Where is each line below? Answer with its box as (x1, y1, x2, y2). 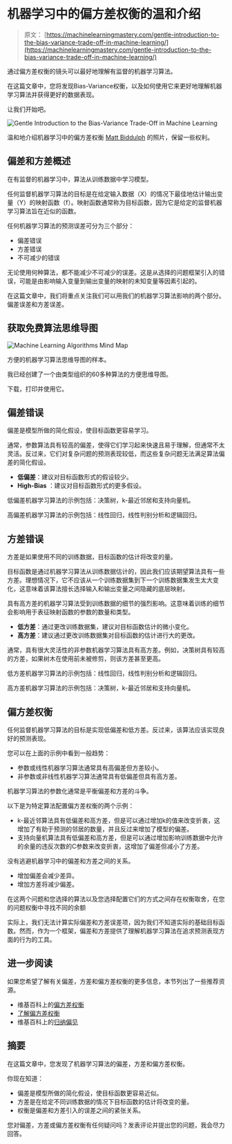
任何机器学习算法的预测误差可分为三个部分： (7, 222, 135, 230)
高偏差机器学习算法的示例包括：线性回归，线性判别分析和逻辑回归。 (7, 511, 201, 519)
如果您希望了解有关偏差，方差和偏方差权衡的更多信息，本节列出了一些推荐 (7, 977, 219, 985)
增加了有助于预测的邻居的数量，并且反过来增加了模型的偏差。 (17, 825, 193, 833)
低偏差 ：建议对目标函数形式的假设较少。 (17, 473, 133, 481)
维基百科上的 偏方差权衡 (17, 1000, 84, 1009)
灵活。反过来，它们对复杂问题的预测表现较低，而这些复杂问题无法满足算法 (7, 449, 219, 458)
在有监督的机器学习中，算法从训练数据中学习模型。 (7, 175, 153, 183)
